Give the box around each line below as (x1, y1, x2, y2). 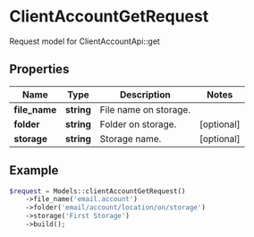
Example (9, 163, 59, 178)
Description (119, 88, 172, 100)
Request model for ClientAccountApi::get (9, 36, 161, 47)
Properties (9, 62, 70, 77)
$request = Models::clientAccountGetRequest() (9, 186, 186, 196)
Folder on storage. (99, 118, 177, 131)
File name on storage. (99, 103, 190, 115)
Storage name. (99, 132, 162, 145)
